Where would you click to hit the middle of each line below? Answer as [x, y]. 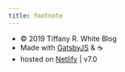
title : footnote [35, 16]
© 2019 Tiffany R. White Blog [68, 38]
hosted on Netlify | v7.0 [58, 59]
